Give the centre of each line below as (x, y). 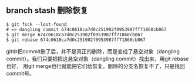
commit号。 (20, 73)
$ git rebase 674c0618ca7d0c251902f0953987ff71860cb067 (76, 40)
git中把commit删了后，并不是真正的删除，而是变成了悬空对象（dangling (93, 51)
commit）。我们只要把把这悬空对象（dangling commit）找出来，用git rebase (97, 59)
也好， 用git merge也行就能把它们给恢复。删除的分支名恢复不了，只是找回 (95, 66)
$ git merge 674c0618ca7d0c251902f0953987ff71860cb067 (75, 35)
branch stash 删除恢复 (47, 11)
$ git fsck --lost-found (36, 24)
